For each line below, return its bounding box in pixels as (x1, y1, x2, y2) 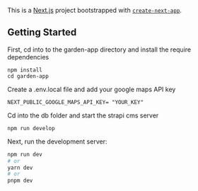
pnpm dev (7, 177, 33, 185)
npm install (7, 66, 42, 74)
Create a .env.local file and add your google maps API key (7, 85, 176, 93)
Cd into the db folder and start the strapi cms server (7, 111, 159, 120)
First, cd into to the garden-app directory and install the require (7, 45, 192, 54)
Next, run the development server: (7, 137, 107, 146)
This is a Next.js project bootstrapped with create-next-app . (7, 6, 182, 14)
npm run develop (7, 125, 55, 132)
